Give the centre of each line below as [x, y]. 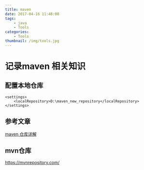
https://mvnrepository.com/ [32, 163]
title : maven [18, 9]
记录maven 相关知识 [45, 66]
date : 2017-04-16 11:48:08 [32, 14]
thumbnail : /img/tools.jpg [32, 41]
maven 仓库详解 [21, 134]
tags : [10, 18]
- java [20, 23]
